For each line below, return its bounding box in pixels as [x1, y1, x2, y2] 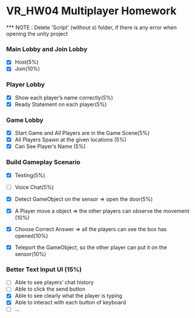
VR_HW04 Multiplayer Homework [6, 4, 177, 18]
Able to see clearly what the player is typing [14, 292, 123, 300]
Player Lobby [6, 80, 45, 89]
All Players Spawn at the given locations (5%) [14, 136, 127, 143]
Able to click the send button [14, 285, 86, 292]
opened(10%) [14, 232, 49, 239]
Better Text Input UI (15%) [6, 265, 82, 273]
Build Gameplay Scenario [6, 158, 81, 166]
